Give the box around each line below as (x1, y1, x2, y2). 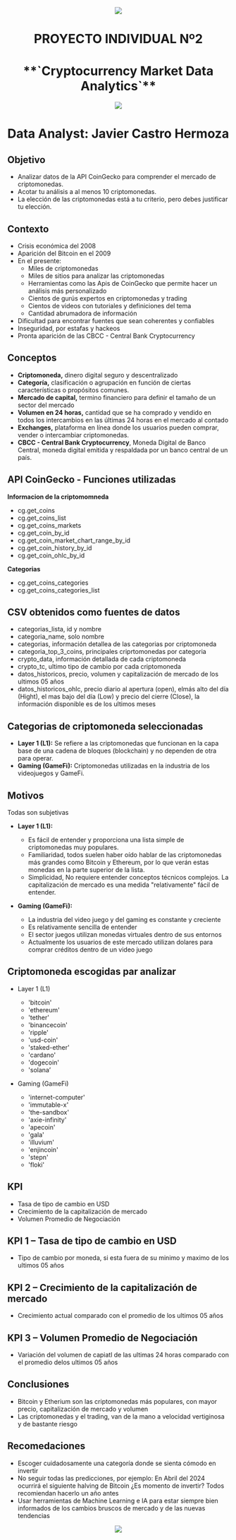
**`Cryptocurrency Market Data (23, 63, 214, 79)
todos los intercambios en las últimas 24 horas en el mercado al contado (17, 416, 229, 424)
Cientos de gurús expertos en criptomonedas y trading (27, 293, 187, 303)
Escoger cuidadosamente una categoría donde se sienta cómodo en (17, 1459, 216, 1467)
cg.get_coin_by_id (17, 528, 70, 537)
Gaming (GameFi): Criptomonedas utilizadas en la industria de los (17, 762, 210, 770)
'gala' (27, 1130, 44, 1139)
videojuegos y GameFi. (17, 769, 85, 777)
